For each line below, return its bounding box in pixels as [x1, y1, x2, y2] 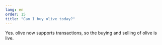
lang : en [5, 7, 24, 12]
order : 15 [5, 12, 26, 17]
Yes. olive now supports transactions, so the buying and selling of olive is [5, 30, 157, 36]
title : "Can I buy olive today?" [5, 16, 75, 21]
